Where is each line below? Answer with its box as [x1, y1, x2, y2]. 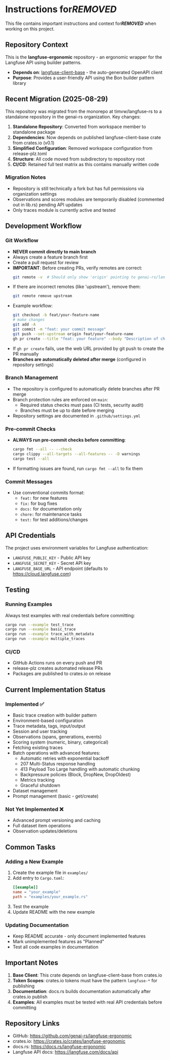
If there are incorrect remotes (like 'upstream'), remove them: [12, 283, 141, 290]
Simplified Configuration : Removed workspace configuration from [12, 145, 153, 151]
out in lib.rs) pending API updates [12, 202, 83, 208]
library [12, 80, 26, 86]
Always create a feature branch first [12, 254, 88, 260]
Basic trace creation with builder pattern [12, 712, 97, 718]
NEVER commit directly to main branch [12, 248, 96, 254]
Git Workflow [5, 237, 39, 244]
